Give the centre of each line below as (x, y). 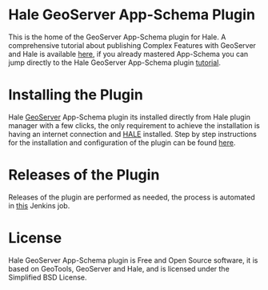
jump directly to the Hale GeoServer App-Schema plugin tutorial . (115, 62)
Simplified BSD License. (48, 277)
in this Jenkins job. (39, 205)
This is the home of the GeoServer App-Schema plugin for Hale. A (117, 37)
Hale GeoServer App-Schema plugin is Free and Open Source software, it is (133, 260)
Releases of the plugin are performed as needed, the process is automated (132, 197)
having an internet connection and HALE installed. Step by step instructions (133, 134)
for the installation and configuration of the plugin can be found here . (122, 143)
